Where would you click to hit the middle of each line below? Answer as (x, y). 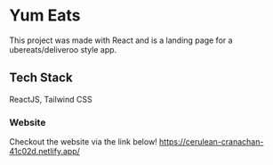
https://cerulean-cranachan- (211, 142)
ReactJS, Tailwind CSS (51, 99)
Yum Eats (45, 16)
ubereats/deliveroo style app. (63, 49)
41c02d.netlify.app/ (44, 152)
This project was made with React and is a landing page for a (121, 40)
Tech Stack (41, 78)
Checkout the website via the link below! (83, 142)
